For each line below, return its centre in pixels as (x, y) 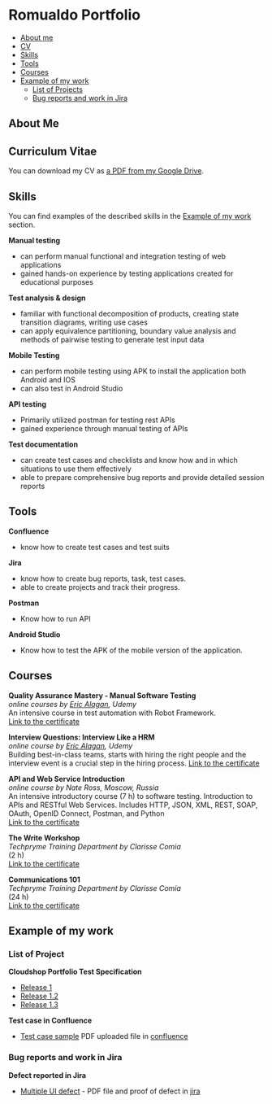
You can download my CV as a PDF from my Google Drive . (106, 171)
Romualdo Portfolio (74, 15)
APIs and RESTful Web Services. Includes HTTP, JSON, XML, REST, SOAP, (133, 805)
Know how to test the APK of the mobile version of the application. (131, 650)
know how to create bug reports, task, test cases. (103, 578)
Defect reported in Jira (47, 1075)
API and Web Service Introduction (67, 779)
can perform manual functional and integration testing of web (123, 256)
